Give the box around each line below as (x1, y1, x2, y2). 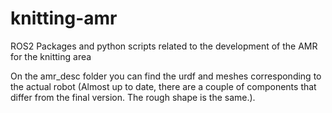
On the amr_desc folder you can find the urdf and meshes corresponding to (10, 70, 322, 82)
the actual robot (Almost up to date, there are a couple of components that (10, 80, 317, 92)
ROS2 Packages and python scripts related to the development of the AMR (10, 40, 318, 52)
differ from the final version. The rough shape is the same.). (10, 91, 256, 103)
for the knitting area (10, 50, 92, 62)
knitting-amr (10, 7, 118, 30)
